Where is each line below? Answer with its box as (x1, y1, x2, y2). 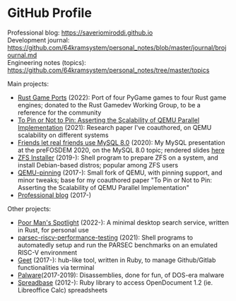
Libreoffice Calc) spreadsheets (17, 285, 108, 294)
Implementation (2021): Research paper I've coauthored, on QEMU (17, 123, 212, 131)
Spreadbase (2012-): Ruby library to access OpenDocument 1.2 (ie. (17, 278, 213, 287)
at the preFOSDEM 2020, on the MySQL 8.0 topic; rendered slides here (17, 146, 225, 154)
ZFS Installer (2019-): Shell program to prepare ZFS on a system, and (17, 153, 219, 162)
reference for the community (17, 108, 102, 117)
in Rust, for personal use (17, 225, 90, 234)
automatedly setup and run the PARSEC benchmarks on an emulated (17, 240, 218, 249)
